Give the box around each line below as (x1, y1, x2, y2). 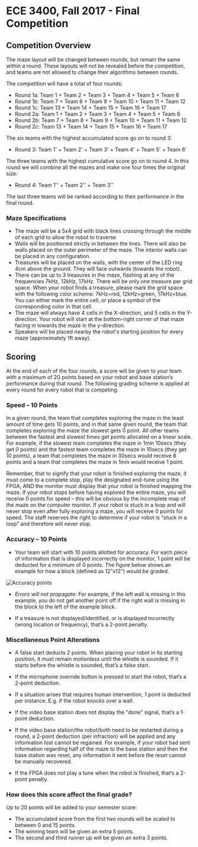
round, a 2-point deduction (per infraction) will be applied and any (14, 733, 176, 740)
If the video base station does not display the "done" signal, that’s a (14, 709, 179, 716)
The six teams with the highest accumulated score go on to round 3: (6, 134, 173, 142)
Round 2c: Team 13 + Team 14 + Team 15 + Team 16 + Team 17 (14, 123, 167, 130)
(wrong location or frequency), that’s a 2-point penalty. (14, 621, 149, 628)
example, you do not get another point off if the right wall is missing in (14, 596, 185, 604)
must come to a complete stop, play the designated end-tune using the (6, 476, 179, 483)
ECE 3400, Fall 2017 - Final (6, 4, 140, 18)
